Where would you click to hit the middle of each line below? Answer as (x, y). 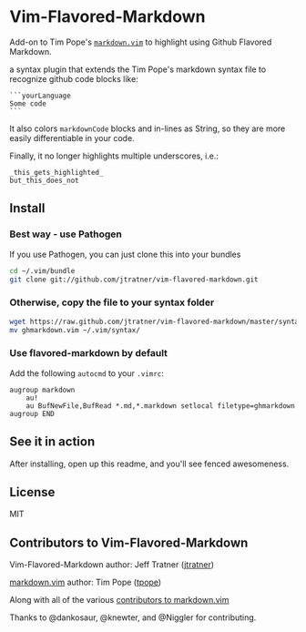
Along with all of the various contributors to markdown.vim (119, 600)
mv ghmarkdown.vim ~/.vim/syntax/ (75, 330)
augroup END (32, 413)
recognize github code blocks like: (74, 78)
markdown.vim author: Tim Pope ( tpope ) (86, 582)
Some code (28, 103)
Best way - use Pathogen (66, 234)
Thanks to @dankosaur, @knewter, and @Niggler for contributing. (133, 617)
